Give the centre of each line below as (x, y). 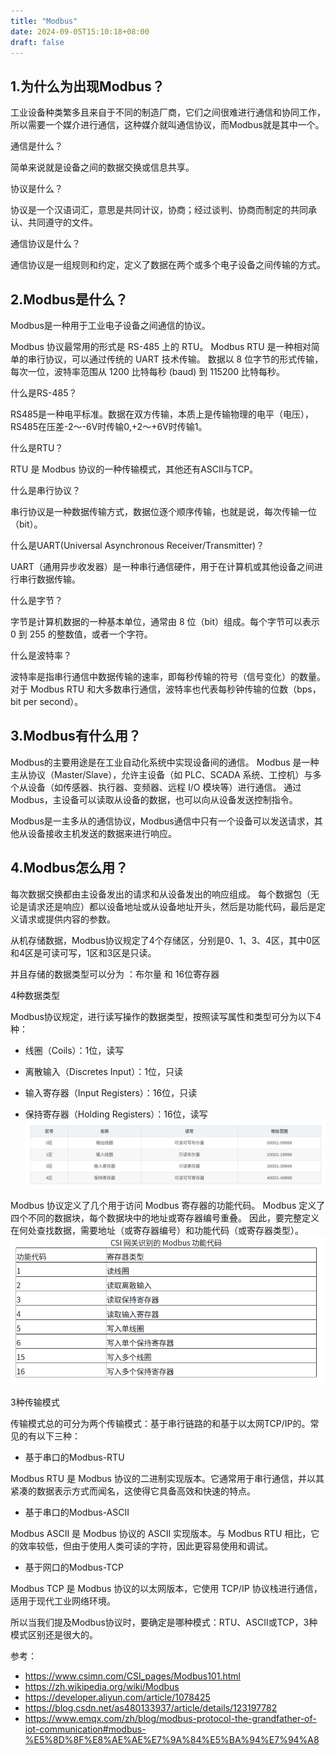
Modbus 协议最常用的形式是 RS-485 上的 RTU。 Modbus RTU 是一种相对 (161, 346)
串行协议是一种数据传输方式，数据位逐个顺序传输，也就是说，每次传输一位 (163, 511)
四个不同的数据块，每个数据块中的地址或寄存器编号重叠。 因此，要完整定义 (165, 1218)
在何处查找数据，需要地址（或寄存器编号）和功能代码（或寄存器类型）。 (157, 1231)
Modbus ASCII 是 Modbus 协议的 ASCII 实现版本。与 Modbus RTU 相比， (161, 1534)
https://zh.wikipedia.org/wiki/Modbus (102, 1687)
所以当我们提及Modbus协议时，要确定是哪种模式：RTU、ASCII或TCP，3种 (164, 1622)
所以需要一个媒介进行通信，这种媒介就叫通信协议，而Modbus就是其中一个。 (167, 125)
